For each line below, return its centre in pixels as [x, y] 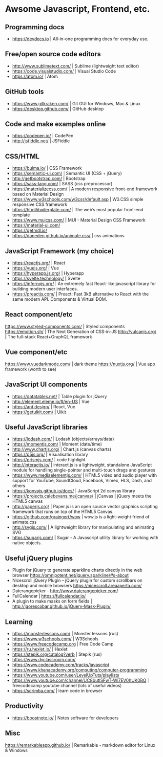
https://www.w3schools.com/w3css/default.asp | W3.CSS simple [78, 200]
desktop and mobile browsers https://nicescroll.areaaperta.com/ [77, 586]
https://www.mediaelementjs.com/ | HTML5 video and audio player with [84, 475]
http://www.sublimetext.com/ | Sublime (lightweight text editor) [75, 66]
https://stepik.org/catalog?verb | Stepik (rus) [57, 654]
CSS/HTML [22, 156]
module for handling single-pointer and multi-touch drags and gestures [84, 470]
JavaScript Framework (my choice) [60, 251]
